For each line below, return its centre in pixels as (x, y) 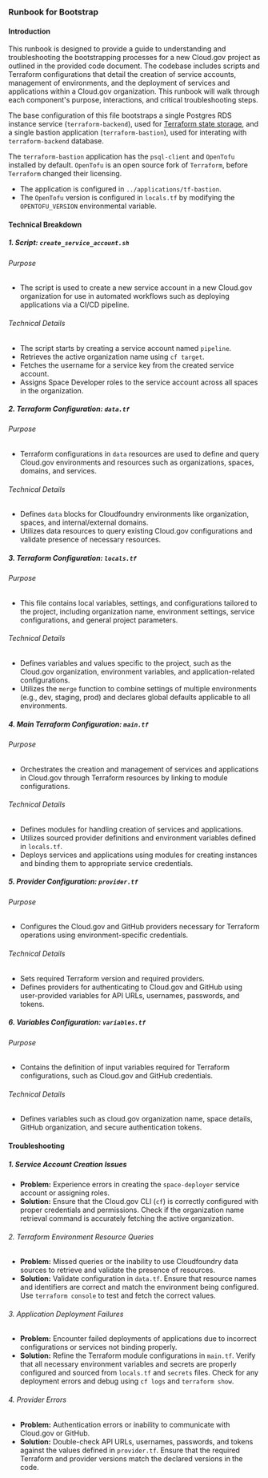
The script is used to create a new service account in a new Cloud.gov (136, 288)
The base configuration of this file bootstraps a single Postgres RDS (120, 115)
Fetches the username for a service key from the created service (127, 365)
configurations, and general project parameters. (99, 620)
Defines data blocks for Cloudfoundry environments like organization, (134, 514)
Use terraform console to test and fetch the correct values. (118, 1295)
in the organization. (52, 390)
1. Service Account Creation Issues (68, 1164)
